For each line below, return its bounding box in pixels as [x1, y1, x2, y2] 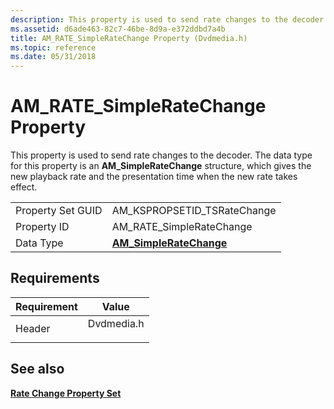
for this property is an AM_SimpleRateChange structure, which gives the [10, 160, 312, 172]
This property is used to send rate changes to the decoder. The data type [10, 149, 313, 161]
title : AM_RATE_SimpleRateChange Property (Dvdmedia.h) [10, 33, 248, 43]
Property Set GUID [15, 204, 103, 218]
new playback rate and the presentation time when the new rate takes [10, 171, 298, 183]
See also [10, 361, 65, 378]
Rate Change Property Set [10, 387, 122, 399]
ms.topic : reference [10, 42, 97, 53]
